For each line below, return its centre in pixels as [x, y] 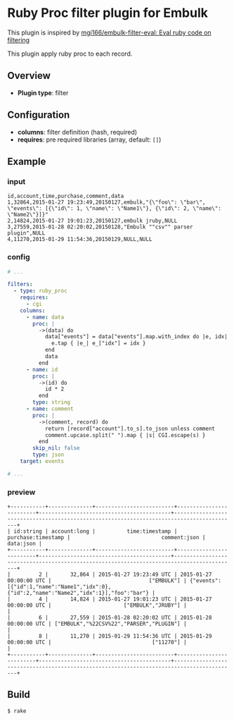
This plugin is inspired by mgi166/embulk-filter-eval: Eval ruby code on [110, 32]
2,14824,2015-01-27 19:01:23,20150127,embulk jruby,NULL [92, 221]
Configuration [39, 115]
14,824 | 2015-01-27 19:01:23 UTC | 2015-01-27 [141, 599]
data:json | [25, 544]
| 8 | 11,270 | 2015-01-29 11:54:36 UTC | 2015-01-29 [110, 636]
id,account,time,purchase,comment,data [66, 196]
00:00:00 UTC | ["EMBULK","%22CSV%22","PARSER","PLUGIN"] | [97, 624]
